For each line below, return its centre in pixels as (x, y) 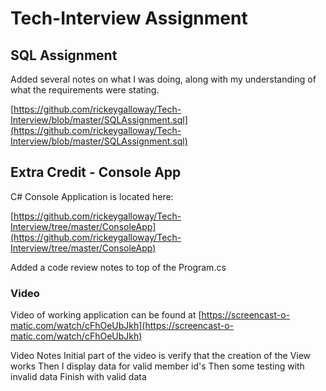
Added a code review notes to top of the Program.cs (118, 267)
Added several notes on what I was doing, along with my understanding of (163, 79)
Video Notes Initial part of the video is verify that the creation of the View (161, 356)
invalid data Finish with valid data (78, 377)
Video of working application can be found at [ (106, 315)
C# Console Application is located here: (92, 196)
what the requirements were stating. (85, 90)
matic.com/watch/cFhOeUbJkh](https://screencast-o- (122, 326)
